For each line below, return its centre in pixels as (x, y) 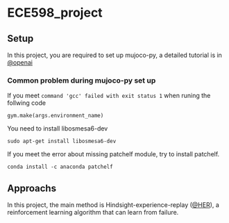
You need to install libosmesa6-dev (58, 129)
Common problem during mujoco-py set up (82, 80)
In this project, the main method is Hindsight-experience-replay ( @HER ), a (113, 205)
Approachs (32, 188)
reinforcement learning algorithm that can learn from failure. (93, 213)
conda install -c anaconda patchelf (60, 167)
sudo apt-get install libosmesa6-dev (62, 141)
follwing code (27, 103)
